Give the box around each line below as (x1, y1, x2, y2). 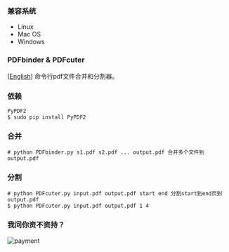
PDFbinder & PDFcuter (7, 55, 85, 65)
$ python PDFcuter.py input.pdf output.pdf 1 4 (7, 202, 150, 210)
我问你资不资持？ (7, 220, 65, 230)
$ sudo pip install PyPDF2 (7, 114, 86, 121)
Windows (17, 37, 45, 46)
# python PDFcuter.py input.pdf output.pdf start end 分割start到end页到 (7, 190, 223, 197)
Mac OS (17, 30, 41, 39)
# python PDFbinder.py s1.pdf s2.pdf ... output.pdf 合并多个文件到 (7, 149, 205, 156)
